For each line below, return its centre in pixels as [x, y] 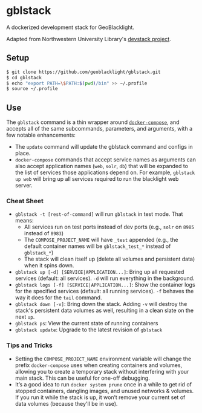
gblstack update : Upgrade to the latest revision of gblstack [89, 330]
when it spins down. [49, 265]
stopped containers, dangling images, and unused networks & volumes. [104, 391]
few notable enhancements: [41, 135]
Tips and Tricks [30, 345]
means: [24, 221]
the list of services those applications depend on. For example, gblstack [105, 172]
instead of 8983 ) [44, 233]
